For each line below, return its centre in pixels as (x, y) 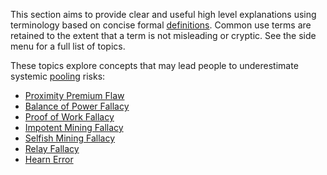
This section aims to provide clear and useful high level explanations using (163, 14)
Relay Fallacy (52, 148)
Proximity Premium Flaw (74, 95)
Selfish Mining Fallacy (70, 138)
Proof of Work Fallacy (69, 117)
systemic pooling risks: (58, 76)
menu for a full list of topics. (68, 46)
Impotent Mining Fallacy (74, 127)
